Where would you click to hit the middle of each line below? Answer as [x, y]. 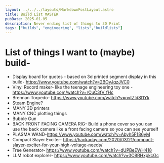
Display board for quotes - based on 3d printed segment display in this [84, 77]
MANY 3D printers [31, 108]
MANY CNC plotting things [40, 114]
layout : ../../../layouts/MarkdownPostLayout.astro [59, 10]
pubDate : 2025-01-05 [26, 19]
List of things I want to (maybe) [70, 53]
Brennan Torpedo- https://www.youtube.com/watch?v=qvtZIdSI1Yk [81, 98]
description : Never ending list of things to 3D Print [63, 23]
